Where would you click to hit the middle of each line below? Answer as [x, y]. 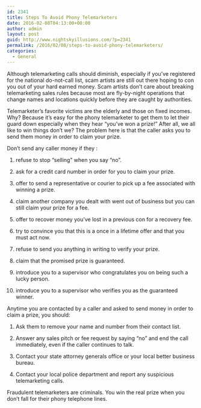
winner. [25, 297]
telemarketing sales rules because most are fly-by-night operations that [96, 93]
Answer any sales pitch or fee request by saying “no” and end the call [102, 338]
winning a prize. [36, 190]
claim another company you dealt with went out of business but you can [105, 201]
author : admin [25, 29]
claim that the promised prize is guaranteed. [70, 261]
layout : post [23, 34]
